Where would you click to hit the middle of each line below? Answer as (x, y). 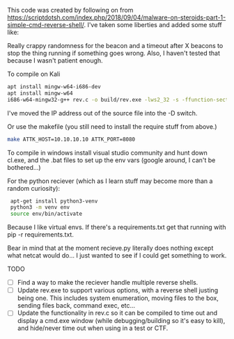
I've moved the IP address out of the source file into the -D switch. (102, 113)
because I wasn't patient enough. (55, 61)
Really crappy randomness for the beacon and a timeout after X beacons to (115, 46)
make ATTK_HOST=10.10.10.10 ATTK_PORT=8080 (71, 139)
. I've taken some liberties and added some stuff (153, 25)
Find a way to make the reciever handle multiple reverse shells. (108, 283)
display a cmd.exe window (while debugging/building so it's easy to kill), (121, 321)
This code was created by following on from (70, 10)
